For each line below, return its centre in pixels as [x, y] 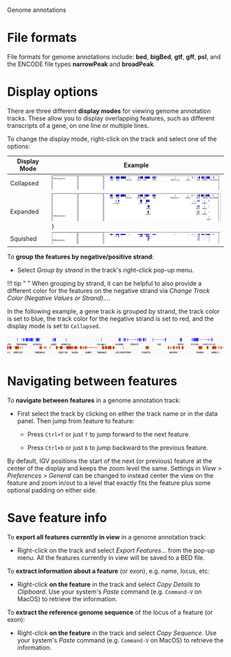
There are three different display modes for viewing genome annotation [109, 111]
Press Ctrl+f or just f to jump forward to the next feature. [109, 434]
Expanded [24, 211]
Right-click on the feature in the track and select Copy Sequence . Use [117, 633]
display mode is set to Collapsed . [54, 326]
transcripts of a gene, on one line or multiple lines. [78, 125]
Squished [23, 238]
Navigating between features [92, 381]
